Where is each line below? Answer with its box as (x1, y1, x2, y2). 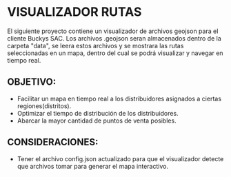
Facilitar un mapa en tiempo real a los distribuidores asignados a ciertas (17, 94, 222, 103)
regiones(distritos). (17, 101, 72, 110)
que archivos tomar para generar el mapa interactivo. (17, 162, 169, 170)
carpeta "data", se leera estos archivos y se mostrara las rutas (7, 41, 184, 50)
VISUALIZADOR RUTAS (7, 4, 142, 20)
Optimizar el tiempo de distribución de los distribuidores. (17, 109, 179, 117)
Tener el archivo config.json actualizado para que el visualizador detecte (17, 154, 224, 163)
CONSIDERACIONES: (7, 136, 99, 148)
